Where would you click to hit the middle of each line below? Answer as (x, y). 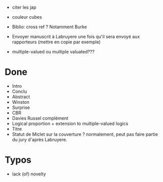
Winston (21, 102)
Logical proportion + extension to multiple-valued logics (70, 124)
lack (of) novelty (29, 174)
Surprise (21, 107)
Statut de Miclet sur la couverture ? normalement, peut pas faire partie (85, 134)
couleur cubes (27, 17)
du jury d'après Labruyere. (39, 139)
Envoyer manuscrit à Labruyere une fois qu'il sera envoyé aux (76, 37)
